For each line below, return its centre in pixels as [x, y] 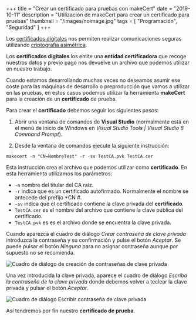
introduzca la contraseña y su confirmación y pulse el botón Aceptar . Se [94, 240]
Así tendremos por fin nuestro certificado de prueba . [71, 311]
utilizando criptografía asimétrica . [47, 45]
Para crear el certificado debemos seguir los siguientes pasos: [82, 110]
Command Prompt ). [38, 134]
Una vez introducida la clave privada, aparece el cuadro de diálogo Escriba [97, 275]
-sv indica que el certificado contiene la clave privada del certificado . [99, 204]
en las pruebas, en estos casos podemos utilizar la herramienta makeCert [96, 93]
